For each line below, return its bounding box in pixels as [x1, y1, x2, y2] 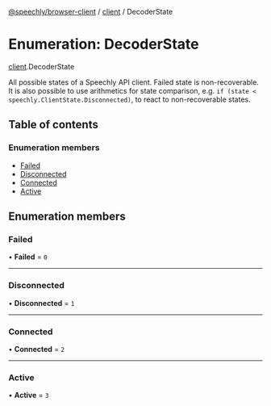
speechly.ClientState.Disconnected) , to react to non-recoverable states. [8, 94, 252, 104]
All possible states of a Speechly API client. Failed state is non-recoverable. [8, 77, 260, 87]
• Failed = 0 [8, 252, 48, 262]
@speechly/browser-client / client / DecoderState [8, 7, 173, 16]
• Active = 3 [8, 391, 49, 400]
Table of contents [8, 118, 98, 132]
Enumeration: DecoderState [8, 36, 199, 53]
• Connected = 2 [8, 344, 65, 354]
